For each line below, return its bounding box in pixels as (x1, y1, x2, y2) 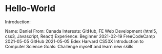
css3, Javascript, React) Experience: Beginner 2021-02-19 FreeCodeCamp (5, 33, 155, 39)
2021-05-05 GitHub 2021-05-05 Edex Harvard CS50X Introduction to (5, 38, 144, 44)
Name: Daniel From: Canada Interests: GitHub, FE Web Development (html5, (5, 28, 157, 34)
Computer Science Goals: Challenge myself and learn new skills (5, 43, 134, 49)
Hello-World (5, 3, 56, 14)
